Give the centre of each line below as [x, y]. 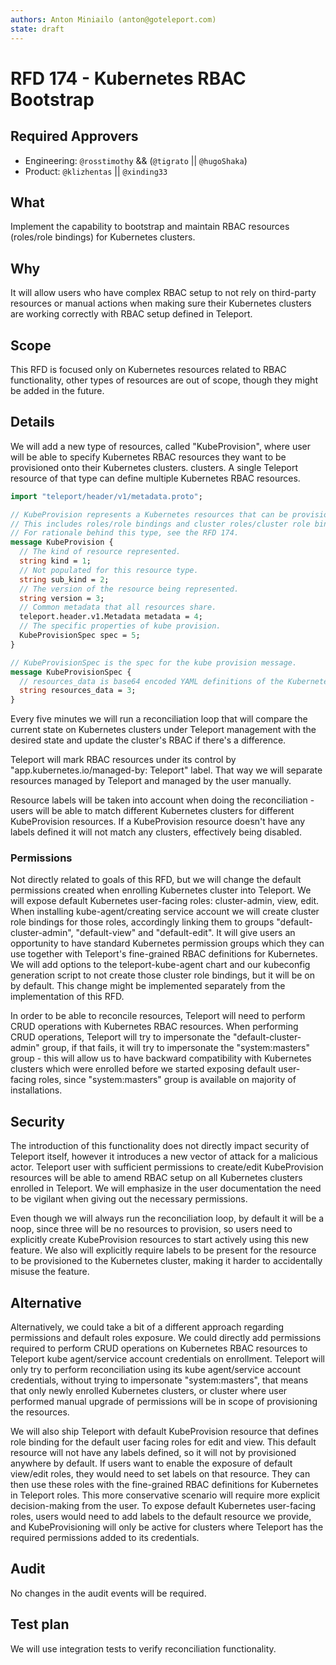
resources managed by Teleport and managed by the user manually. [151, 781]
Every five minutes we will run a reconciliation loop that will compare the [159, 719]
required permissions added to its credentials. [105, 1538]
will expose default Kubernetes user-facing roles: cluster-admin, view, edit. [165, 901]
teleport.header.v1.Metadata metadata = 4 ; [111, 617]
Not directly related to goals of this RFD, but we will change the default [156, 880]
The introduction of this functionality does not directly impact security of [160, 1146]
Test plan [40, 1624]
